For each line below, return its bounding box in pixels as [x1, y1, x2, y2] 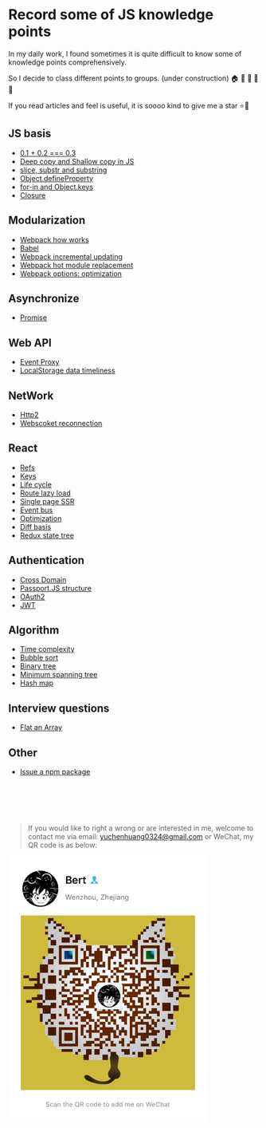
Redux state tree [19, 530, 74, 540]
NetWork [8, 388, 54, 402]
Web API [8, 336, 52, 349]
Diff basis [19, 522, 52, 531]
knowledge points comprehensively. [8, 57, 127, 67]
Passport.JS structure [19, 583, 92, 593]
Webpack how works [19, 235, 89, 244]
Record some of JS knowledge [8, 6, 213, 24]
